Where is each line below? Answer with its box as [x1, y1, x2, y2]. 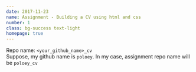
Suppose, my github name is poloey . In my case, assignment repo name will [6, 53, 190, 60]
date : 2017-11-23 [6, 8, 49, 15]
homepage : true [6, 31, 44, 37]
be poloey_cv [6, 60, 38, 67]
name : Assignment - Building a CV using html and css [6, 14, 142, 20]
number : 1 [6, 19, 31, 25]
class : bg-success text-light [6, 25, 81, 31]
